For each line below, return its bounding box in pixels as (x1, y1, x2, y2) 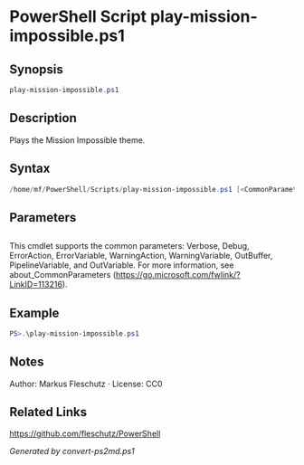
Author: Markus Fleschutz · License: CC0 (9, 378, 163, 389)
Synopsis (9, 62, 63, 77)
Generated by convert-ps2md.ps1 (9, 446, 136, 457)
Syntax (9, 161, 51, 176)
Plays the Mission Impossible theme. (9, 134, 146, 146)
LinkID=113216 (9, 279, 63, 290)
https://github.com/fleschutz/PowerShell (9, 428, 161, 440)
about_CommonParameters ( (9, 270, 117, 280)
